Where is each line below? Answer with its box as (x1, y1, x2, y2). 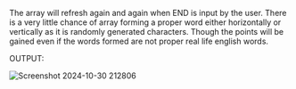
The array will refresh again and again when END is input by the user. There (9, 8, 287, 18)
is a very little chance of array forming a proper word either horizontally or (9, 17, 282, 28)
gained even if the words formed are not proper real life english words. (9, 36, 269, 46)
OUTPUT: (9, 53, 45, 63)
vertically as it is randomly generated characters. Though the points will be (9, 27, 284, 36)
